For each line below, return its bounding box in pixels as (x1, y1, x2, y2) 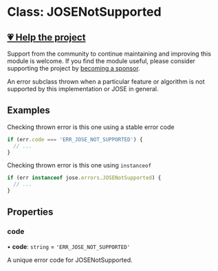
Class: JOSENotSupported (7, 4, 162, 20)
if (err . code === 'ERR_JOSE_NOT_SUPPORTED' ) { (7, 136, 143, 143)
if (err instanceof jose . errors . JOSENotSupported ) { (7, 174, 162, 182)
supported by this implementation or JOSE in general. (7, 85, 160, 93)
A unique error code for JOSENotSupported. (7, 255, 133, 264)
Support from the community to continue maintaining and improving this (7, 49, 212, 58)
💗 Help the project (7, 32, 86, 43)
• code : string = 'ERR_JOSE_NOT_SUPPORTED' (7, 242, 131, 250)
